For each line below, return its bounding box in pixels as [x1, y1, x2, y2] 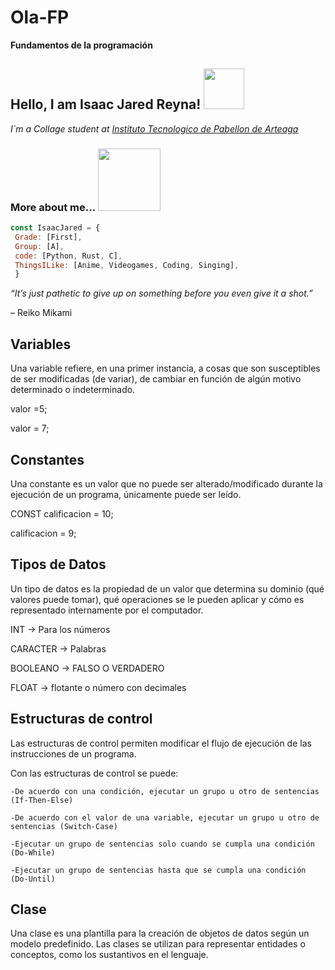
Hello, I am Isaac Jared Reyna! [10, 96, 202, 113]
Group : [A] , [14, 241, 65, 251]
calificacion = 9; [10, 527, 77, 539]
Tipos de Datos [10, 556, 107, 573]
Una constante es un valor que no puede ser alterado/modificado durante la [10, 477, 323, 490]
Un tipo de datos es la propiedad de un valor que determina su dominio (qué [10, 582, 325, 595]
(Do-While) [10, 847, 56, 858]
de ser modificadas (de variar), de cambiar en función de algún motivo [10, 373, 302, 385]
